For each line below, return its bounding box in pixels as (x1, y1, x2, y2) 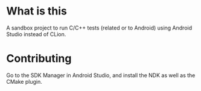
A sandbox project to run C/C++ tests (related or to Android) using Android (6, 24, 193, 31)
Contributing (6, 52, 72, 66)
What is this (6, 4, 68, 18)
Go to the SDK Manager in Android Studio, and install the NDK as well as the (6, 71, 196, 79)
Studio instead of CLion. (6, 30, 66, 37)
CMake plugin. (6, 78, 42, 85)
